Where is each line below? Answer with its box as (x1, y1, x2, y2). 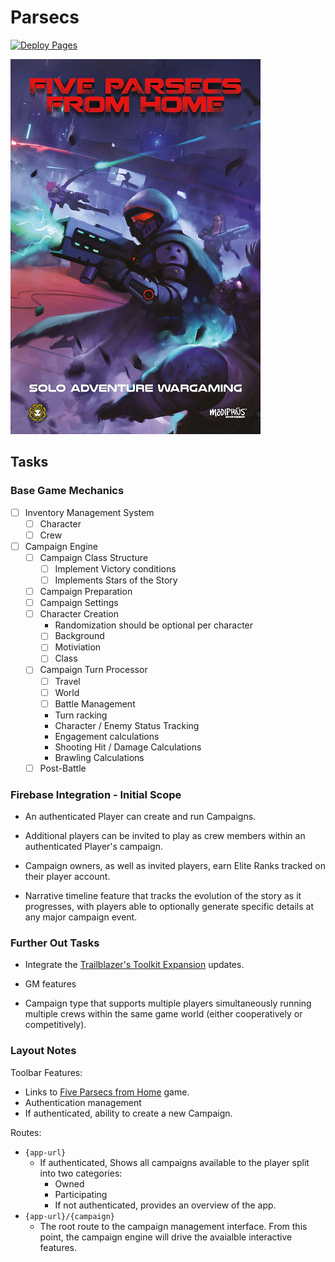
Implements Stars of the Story (54, 574, 178, 586)
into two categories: (39, 1167, 123, 1179)
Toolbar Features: (10, 1066, 83, 1078)
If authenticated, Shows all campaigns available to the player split (39, 1156, 310, 1168)
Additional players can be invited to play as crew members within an (24, 830, 306, 842)
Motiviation (54, 641, 102, 653)
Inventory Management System (24, 506, 155, 518)
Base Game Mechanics (10, 484, 125, 498)
